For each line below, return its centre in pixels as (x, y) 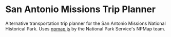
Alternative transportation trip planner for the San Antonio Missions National (85, 23)
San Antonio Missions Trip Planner (80, 9)
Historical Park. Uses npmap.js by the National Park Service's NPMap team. (85, 28)
